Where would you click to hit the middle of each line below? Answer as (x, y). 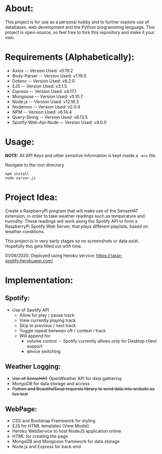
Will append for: (35, 336)
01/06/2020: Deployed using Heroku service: (50, 255)
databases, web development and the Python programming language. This (80, 27)
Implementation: (39, 280)
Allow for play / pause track (47, 315)
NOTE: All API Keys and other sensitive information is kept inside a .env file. (81, 155)
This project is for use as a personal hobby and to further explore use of (77, 22)
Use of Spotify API (31, 310)
